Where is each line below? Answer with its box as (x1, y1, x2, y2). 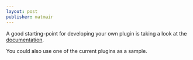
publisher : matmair (6, 14, 54, 20)
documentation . (6, 36, 44, 43)
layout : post (6, 8, 38, 15)
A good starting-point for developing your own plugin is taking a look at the (6, 30, 187, 37)
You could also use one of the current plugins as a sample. (6, 47, 147, 54)
